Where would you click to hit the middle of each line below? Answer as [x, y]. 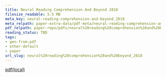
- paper [13, 51]
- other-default [22, 46]
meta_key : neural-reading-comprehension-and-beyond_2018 [65, 19]
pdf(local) [15, 70]
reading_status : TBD [26, 33]
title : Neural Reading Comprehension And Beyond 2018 [62, 10]
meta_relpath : [20, 23]
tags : [11, 38]
